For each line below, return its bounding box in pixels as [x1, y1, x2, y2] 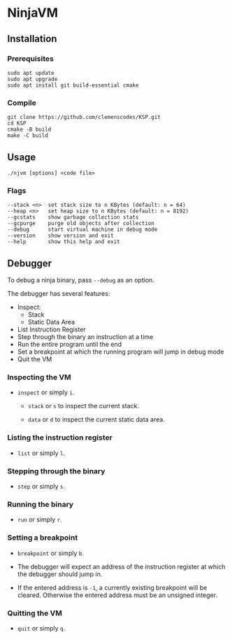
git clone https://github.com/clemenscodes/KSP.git [7, 114, 161, 121]
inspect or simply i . [17, 388, 75, 396]
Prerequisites [7, 54, 54, 64]
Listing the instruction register [7, 433, 113, 443]
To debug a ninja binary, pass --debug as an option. [7, 276, 155, 285]
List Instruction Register [17, 325, 86, 333]
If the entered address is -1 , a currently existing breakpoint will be [17, 583, 208, 591]
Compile [7, 98, 36, 108]
